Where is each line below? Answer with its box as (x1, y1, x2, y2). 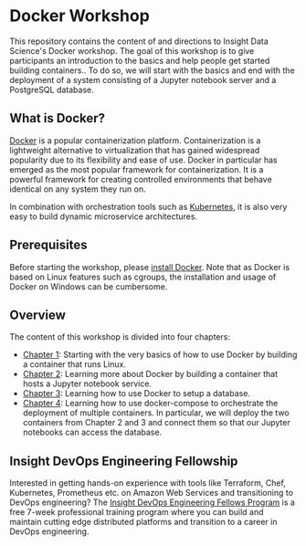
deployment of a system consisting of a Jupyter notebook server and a (9, 74, 277, 85)
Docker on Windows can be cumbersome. (9, 280, 168, 292)
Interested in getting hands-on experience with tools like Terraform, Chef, (9, 478, 286, 488)
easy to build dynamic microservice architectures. (9, 211, 198, 222)
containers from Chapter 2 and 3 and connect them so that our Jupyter (22, 417, 290, 428)
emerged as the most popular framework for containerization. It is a (9, 163, 264, 174)
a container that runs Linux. (22, 359, 126, 370)
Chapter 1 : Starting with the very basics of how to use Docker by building (22, 349, 298, 361)
